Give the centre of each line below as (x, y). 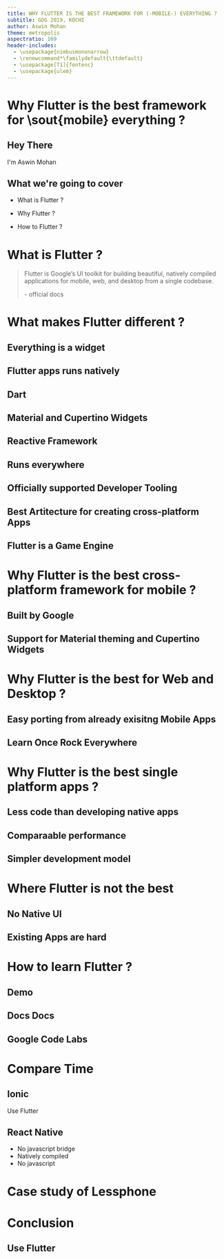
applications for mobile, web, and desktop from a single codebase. (119, 281)
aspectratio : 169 (32, 39)
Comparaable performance (67, 836)
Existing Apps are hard (57, 938)
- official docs (44, 294)
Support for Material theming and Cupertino (103, 638)
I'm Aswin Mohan (32, 162)
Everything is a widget (56, 348)
